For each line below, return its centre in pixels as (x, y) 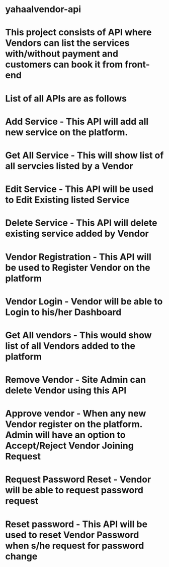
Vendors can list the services (67, 43)
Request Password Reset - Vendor (78, 479)
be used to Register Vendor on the (78, 267)
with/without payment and (62, 54)
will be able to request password (74, 490)
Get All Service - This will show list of (84, 155)
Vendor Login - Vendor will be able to (84, 301)
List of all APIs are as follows (66, 98)
